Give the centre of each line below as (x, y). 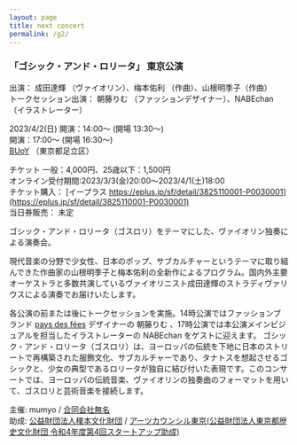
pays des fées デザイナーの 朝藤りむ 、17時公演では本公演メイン (152, 324)
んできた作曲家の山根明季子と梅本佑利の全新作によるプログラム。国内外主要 (148, 272)
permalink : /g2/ (39, 34)
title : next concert (47, 26)
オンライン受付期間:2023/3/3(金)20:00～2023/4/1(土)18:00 (117, 180)
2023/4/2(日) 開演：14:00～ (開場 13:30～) (86, 129)
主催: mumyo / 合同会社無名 (60, 410)
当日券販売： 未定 (41, 212)
